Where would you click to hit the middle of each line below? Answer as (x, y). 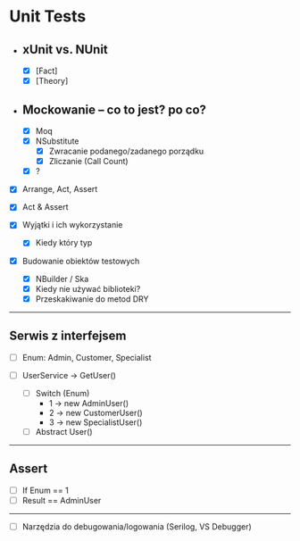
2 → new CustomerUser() (96, 412)
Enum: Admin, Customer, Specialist (87, 357)
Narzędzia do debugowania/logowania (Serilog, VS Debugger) (137, 526)
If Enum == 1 (45, 490)
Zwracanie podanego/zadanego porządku (126, 151)
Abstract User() (64, 431)
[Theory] (52, 81)
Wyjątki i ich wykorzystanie (72, 225)
